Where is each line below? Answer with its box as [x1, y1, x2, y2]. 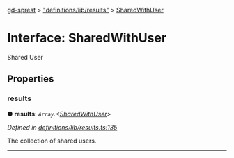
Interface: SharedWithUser [7, 30, 167, 46]
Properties [7, 73, 54, 85]
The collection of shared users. [7, 137, 97, 145]
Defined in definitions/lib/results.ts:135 [7, 123, 118, 131]
